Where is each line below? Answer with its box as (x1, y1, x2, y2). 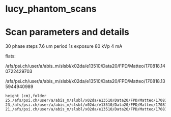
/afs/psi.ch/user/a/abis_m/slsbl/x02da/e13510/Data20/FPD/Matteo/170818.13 (5, 78, 165, 84)
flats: (5, 53, 16, 59)
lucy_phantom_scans (5, 3, 97, 15)
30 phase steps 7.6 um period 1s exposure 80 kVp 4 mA (5, 43, 123, 49)
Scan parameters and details (5, 26, 130, 38)
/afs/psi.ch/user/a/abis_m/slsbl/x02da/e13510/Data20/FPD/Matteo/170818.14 (5, 63, 165, 69)
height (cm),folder (5, 94, 47, 99)
